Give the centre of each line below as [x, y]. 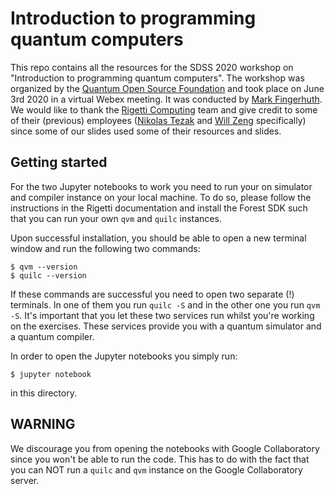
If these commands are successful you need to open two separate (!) [152, 294]
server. [25, 480]
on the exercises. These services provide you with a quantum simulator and [166, 326]
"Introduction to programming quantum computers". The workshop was [157, 78]
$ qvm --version [44, 267]
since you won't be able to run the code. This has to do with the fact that [160, 459]
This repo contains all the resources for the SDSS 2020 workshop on [152, 67]
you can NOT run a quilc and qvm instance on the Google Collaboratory [156, 469]
